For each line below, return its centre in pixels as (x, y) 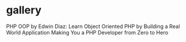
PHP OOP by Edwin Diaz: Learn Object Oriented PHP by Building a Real (93, 26)
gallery (24, 10)
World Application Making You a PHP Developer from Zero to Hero (87, 32)
